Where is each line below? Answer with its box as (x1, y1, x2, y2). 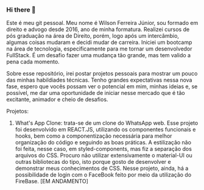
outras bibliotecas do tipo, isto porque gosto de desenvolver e (15, 158, 172, 166)
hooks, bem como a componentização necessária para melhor (15, 132, 172, 139)
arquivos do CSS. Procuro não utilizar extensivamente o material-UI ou (15, 152, 193, 159)
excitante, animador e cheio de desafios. (6, 96, 108, 103)
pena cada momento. (6, 58, 60, 66)
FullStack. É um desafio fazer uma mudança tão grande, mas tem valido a (6, 52, 191, 59)
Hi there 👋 (6, 5, 37, 14)
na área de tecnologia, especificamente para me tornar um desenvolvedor (6, 45, 193, 52)
